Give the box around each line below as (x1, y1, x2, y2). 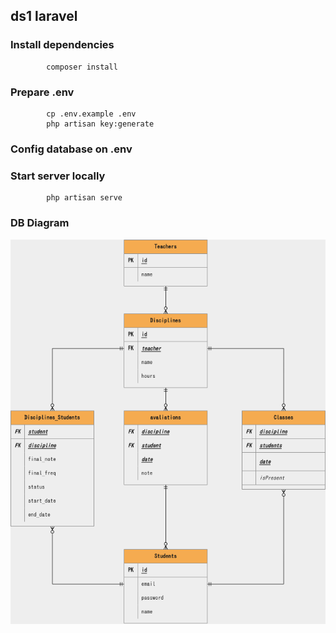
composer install (46, 62, 118, 72)
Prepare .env (10, 85, 75, 99)
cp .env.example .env (46, 109, 137, 119)
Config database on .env (10, 142, 133, 156)
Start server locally (10, 169, 106, 183)
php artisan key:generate (46, 119, 155, 129)
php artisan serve (46, 193, 123, 203)
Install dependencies (10, 38, 115, 52)
